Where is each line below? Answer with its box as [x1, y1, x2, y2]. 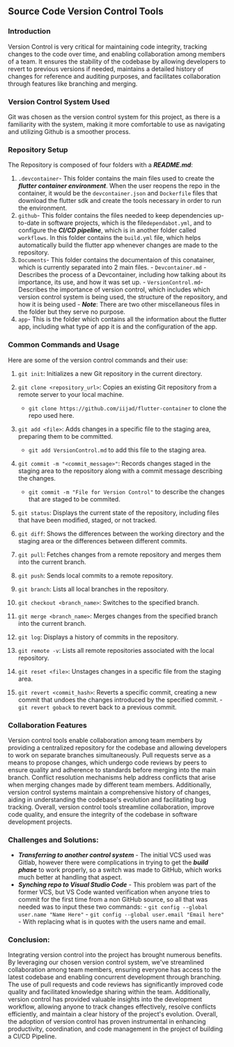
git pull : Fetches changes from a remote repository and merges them [17, 550, 221, 559]
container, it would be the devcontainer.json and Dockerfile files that [17, 189, 218, 197]
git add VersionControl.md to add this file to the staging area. [28, 446, 207, 454]
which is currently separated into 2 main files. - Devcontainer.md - [17, 263, 207, 271]
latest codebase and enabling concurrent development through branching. [8, 973, 222, 981]
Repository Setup [8, 144, 68, 154]
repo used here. [28, 411, 75, 419]
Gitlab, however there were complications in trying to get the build [17, 858, 208, 867]
